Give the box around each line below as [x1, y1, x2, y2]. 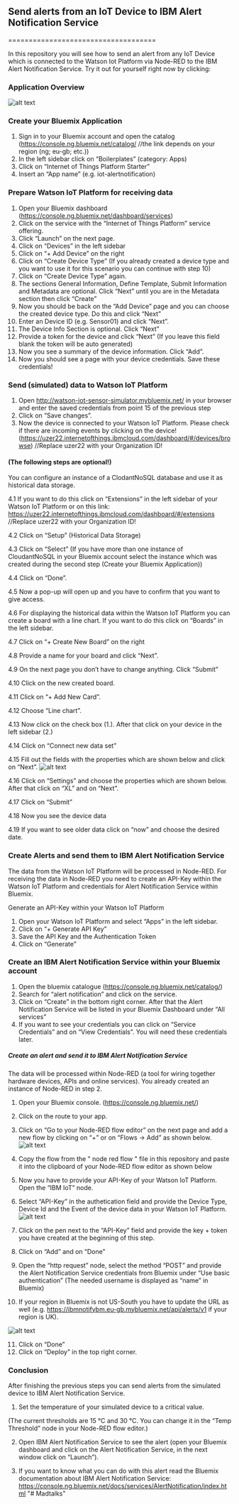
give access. [8, 595, 45, 604]
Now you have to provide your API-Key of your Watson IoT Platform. [18, 1175, 217, 1184]
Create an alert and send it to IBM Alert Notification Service [8, 1051, 188, 1060]
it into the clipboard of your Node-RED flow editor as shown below [18, 1162, 213, 1170]
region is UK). [18, 1312, 59, 1321]
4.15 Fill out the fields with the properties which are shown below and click [8, 756, 226, 764]
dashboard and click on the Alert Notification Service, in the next [18, 1445, 208, 1454]
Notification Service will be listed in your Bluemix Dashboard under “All [18, 1005, 226, 1013]
